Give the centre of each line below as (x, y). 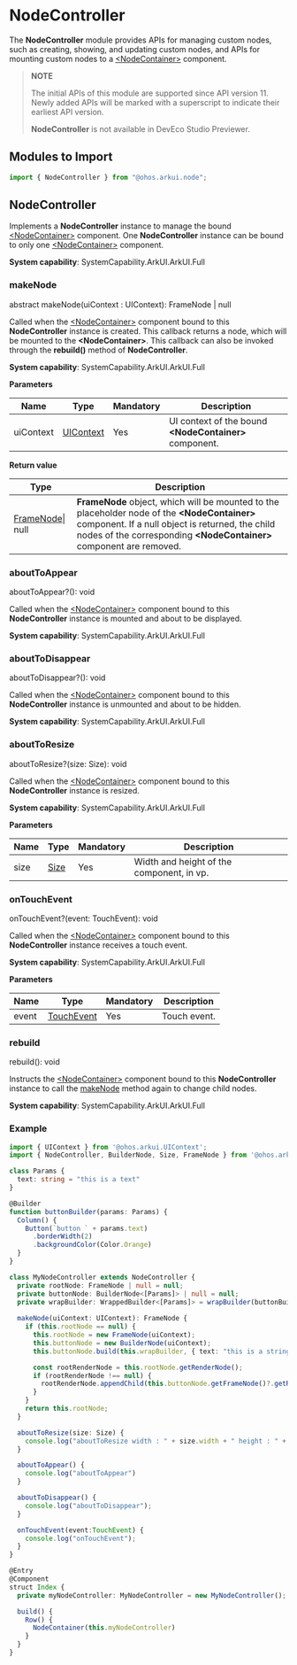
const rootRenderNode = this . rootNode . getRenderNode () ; (137, 1367)
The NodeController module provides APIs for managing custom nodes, (141, 40)
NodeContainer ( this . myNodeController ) (104, 1628)
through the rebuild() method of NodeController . (99, 350)
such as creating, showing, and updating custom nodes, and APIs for (135, 49)
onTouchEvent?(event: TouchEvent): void (84, 918)
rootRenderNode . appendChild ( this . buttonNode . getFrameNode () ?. (158, 1384)
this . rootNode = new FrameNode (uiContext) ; (114, 1335)
